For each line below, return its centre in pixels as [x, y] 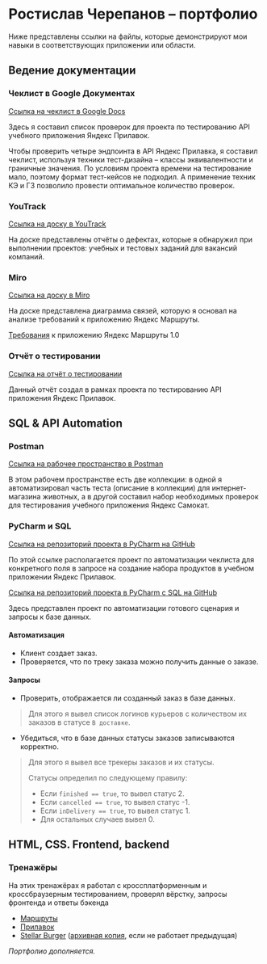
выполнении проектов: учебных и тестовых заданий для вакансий [123, 248]
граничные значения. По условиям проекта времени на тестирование [130, 168]
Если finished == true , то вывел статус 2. [112, 794]
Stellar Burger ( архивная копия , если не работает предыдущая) [129, 935]
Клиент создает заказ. [58, 653]
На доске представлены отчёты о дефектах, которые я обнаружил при [130, 239]
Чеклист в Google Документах [72, 94]
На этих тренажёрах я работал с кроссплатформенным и [108, 885]
